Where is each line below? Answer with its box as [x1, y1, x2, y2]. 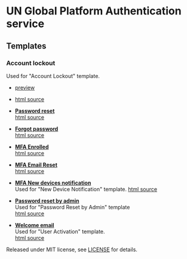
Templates [6, 41, 47, 51]
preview [14, 84, 35, 91]
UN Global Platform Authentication [6, 4, 182, 18]
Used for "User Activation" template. [14, 228, 106, 235]
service [6, 17, 45, 31]
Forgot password [14, 125, 59, 132]
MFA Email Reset [14, 161, 58, 168]
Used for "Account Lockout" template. [6, 72, 100, 79]
